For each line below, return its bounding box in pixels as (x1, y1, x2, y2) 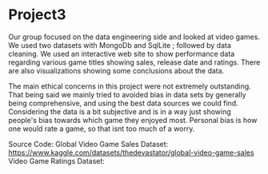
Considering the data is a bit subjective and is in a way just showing (8, 106, 232, 117)
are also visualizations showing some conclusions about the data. (8, 65, 225, 75)
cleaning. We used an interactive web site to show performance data (8, 49, 235, 58)
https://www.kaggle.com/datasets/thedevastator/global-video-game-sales (8, 148, 254, 157)
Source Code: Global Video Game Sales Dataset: (8, 139, 169, 148)
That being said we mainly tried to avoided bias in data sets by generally (8, 89, 246, 99)
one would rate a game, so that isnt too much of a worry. (8, 124, 195, 133)
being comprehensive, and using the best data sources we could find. (8, 98, 238, 108)
